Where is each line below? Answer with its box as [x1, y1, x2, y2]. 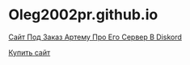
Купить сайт [8, 47, 51, 57]
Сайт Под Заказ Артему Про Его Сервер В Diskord [8, 32, 182, 42]
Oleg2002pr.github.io [8, 6, 158, 24]
